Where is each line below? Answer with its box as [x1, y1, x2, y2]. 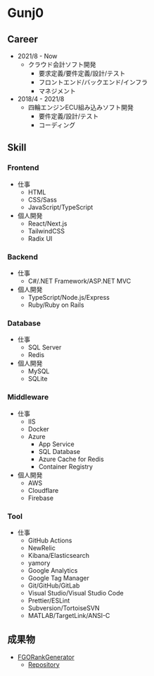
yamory [27, 559, 51, 567]
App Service [38, 440, 75, 448]
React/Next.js [27, 219, 68, 228]
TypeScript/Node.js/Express [27, 293, 110, 301]
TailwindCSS [27, 226, 65, 235]
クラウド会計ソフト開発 [27, 60, 96, 69]
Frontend [7, 163, 39, 173]
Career [7, 33, 39, 45]
